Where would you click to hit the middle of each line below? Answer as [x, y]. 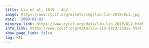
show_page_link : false [29, 33]
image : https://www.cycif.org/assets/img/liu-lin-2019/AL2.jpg [72, 14]
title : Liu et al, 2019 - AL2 [37, 10]
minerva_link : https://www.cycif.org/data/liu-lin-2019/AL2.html [74, 24]
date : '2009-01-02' [25, 19]
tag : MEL [14, 38]
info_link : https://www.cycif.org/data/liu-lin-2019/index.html [73, 28]
